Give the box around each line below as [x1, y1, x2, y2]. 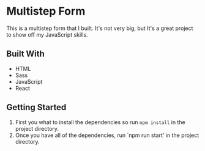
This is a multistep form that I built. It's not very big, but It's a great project [6, 24, 193, 32]
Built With [6, 49, 45, 59]
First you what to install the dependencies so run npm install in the [15, 118, 185, 126]
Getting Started [6, 102, 67, 112]
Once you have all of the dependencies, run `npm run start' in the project [15, 131, 199, 139]
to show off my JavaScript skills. [6, 31, 88, 38]
